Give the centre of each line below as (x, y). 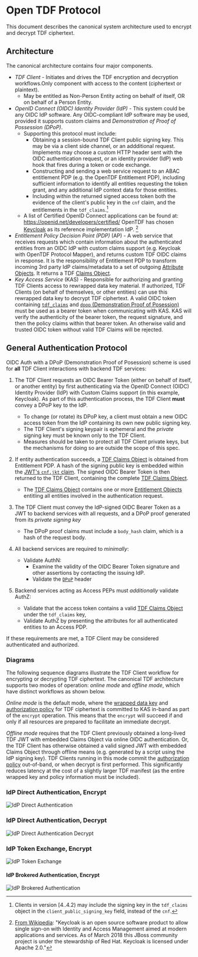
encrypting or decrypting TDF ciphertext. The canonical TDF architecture (95, 679)
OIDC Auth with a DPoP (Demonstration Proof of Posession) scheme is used (98, 362)
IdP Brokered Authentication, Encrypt (53, 875)
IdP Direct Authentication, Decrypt (57, 820)
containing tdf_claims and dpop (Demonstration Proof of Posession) (97, 305)
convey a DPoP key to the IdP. (51, 405)
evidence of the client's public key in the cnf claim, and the (104, 202)
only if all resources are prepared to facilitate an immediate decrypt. (88, 722)
